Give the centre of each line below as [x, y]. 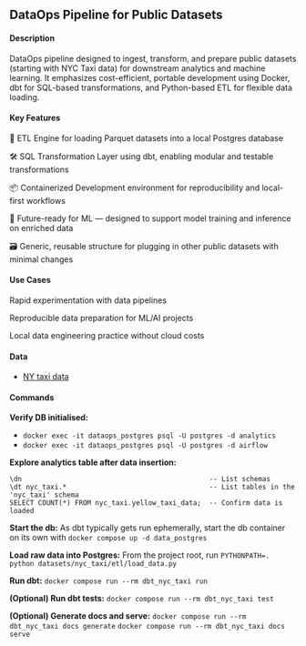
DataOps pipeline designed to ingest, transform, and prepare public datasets [153, 58]
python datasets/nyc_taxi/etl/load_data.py [93, 564]
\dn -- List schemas [140, 479]
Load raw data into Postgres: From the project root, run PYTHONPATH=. [140, 555]
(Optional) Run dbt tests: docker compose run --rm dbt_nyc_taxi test [142, 599]
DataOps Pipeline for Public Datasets [116, 15]
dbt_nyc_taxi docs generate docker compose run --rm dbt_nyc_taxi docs [147, 627]
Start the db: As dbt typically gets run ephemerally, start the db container [147, 528]
